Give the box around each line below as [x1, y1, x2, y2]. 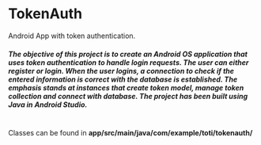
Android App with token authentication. [8, 31, 136, 40]
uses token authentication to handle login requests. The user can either [8, 57, 249, 67]
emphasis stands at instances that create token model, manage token [8, 82, 244, 92]
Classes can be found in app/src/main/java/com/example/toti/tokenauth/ [8, 128, 253, 137]
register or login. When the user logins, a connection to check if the [8, 66, 235, 75]
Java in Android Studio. [8, 100, 88, 109]
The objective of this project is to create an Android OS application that [8, 49, 248, 59]
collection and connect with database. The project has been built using [8, 91, 248, 101]
